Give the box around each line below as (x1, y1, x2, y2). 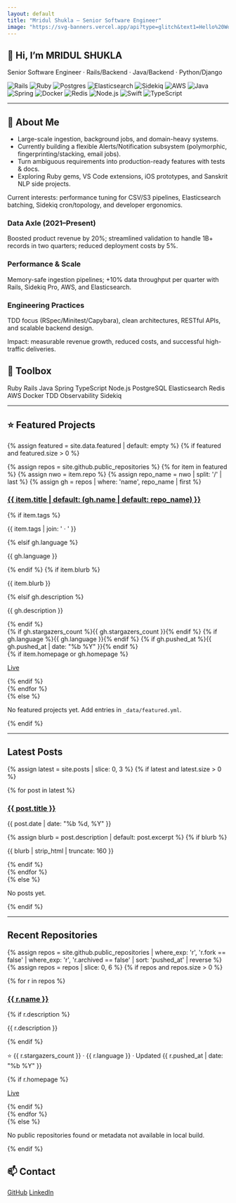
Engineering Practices (7, 300, 85, 310)
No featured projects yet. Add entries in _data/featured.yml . (7, 705, 182, 714)
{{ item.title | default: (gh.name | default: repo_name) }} (7, 495, 202, 505)
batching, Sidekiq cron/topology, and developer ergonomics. (7, 201, 183, 209)
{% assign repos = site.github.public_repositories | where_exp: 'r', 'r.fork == (7, 948, 226, 956)
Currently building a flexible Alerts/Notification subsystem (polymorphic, (17, 142, 227, 150)
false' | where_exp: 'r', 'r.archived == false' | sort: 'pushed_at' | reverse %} (7, 956, 223, 964)
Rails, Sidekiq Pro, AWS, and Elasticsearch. (7, 283, 132, 291)
